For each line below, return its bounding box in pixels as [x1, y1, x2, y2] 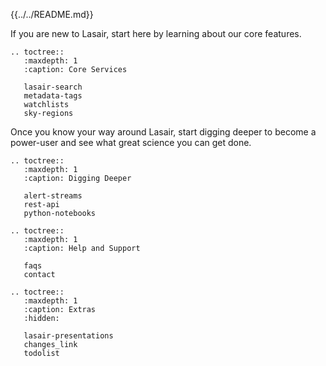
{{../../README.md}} [10, 9, 94, 20]
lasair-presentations [23, 331, 114, 341]
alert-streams [23, 191, 83, 201]
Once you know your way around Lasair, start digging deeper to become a [10, 126, 317, 138]
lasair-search [23, 82, 83, 92]
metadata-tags [23, 91, 83, 101]
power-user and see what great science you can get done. [10, 137, 252, 148]
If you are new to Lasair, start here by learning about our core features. [10, 28, 302, 39]
